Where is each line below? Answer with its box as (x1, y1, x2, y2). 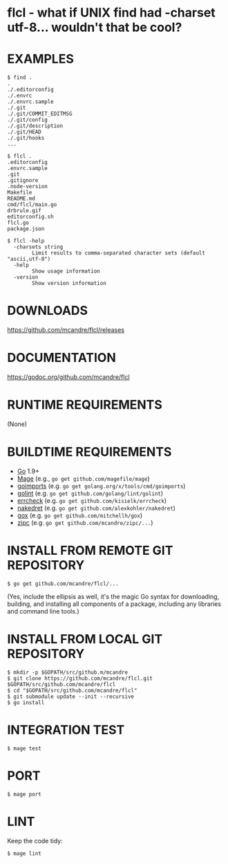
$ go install (7, 699, 45, 706)
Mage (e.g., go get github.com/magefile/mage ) (17, 474, 150, 482)
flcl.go (7, 219, 30, 226)
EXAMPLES (7, 51, 74, 67)
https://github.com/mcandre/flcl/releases (7, 326, 124, 334)
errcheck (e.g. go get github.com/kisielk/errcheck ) (17, 496, 167, 504)
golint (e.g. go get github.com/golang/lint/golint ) (17, 489, 164, 497)
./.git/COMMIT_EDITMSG (7, 111, 73, 118)
